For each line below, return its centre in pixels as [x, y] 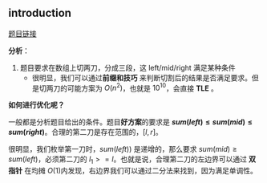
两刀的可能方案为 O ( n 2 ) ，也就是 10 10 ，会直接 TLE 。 [132, 87]
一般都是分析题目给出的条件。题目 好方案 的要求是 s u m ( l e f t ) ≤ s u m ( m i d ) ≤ [130, 122]
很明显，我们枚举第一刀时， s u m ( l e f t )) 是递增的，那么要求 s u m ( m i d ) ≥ [123, 149]
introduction [40, 13]
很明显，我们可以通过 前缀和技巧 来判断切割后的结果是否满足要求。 [142, 77]
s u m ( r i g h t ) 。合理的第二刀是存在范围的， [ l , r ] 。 [85, 132]
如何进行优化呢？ [36, 105]
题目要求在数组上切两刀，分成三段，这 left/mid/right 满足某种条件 [128, 67]
